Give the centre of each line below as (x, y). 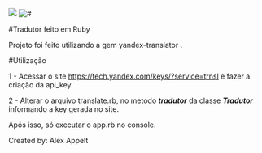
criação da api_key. (41, 85)
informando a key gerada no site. (64, 109)
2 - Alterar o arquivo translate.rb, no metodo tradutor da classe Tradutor (131, 100)
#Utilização (28, 60)
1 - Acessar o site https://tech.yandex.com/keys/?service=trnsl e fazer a (129, 76)
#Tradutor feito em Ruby (50, 29)
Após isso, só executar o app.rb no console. (82, 125)
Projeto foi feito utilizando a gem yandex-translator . (96, 45)
